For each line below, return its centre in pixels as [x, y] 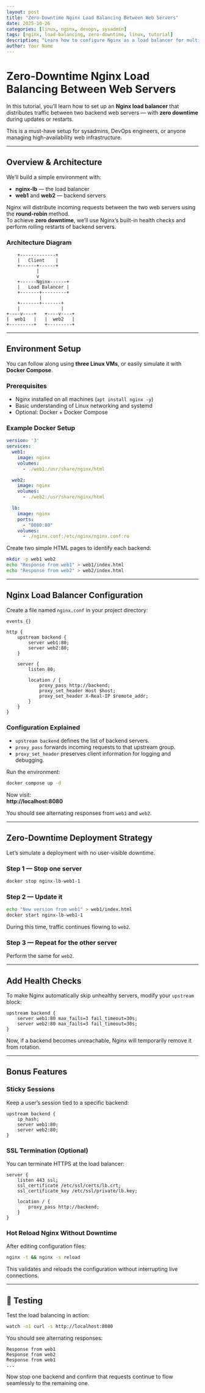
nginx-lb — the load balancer [52, 189]
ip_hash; [28, 1119]
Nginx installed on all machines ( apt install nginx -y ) [84, 399]
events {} [19, 621]
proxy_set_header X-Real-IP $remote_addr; [94, 696]
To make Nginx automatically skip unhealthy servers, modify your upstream [100, 996]
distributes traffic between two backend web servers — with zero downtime [102, 112]
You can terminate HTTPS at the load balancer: [66, 1164]
